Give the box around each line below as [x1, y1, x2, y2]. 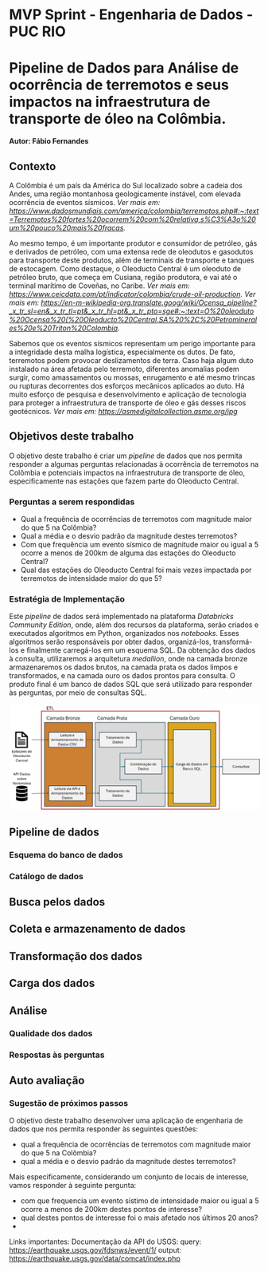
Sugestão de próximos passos [9, 1097, 129, 1108]
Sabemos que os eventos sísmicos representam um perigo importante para [9, 338, 256, 348]
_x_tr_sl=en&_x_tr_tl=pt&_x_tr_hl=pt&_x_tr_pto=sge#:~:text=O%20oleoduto [9, 306, 254, 316]
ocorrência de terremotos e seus [9, 76, 229, 94]
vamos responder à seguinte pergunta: [9, 1181, 137, 1190]
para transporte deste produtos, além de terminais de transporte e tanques [9, 255, 254, 265]
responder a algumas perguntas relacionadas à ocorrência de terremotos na [9, 459, 259, 468]
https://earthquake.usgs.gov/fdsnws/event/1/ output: [9, 1245, 182, 1255]
